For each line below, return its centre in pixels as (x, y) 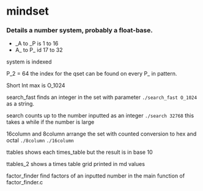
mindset (28, 11)
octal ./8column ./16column (40, 140)
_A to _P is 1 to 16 (37, 43)
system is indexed (29, 62)
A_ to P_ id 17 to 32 (39, 50)
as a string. (20, 104)
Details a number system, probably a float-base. (79, 31)
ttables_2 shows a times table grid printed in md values (76, 164)
